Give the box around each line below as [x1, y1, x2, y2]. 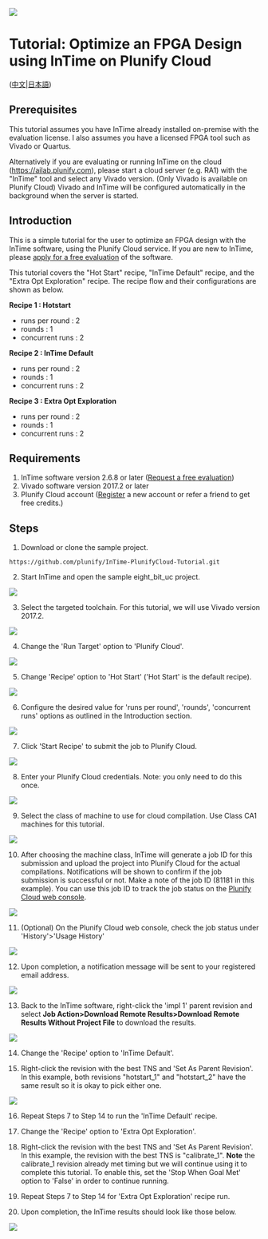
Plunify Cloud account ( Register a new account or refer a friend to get [20, 490, 250, 500]
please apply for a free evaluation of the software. [9, 252, 174, 261]
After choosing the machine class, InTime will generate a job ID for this [20, 850, 253, 859]
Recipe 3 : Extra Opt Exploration [9, 396, 116, 405]
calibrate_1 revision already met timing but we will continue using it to [20, 1159, 248, 1169]
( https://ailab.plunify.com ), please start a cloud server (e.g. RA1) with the [9, 165, 248, 175]
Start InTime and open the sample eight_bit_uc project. [20, 572, 200, 582]
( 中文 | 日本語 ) [9, 79, 52, 89]
